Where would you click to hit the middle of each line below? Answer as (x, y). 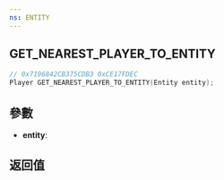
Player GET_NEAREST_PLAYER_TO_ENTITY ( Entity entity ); (112, 83)
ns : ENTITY (30, 17)
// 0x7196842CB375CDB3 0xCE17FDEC (74, 74)
